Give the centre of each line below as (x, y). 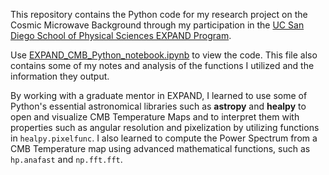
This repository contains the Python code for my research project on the (159, 14)
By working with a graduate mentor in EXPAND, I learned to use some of (159, 95)
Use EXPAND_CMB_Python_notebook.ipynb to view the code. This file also (164, 55)
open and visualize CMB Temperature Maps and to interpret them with (155, 117)
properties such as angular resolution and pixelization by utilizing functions (165, 127)
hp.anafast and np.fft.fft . (66, 159)
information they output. (60, 76)
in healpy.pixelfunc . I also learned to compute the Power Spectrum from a (164, 138)
